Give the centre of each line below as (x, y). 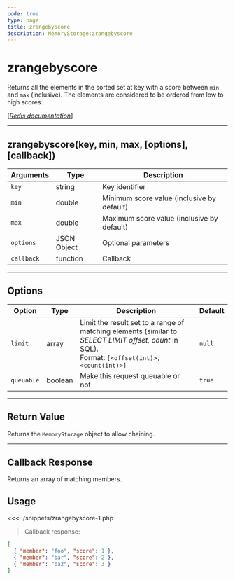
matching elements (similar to (128, 331)
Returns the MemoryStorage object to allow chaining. (81, 434)
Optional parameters (136, 243)
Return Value (36, 417)
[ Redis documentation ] (40, 116)
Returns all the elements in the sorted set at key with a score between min (113, 88)
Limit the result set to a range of (132, 322)
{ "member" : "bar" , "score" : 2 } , (64, 558)
